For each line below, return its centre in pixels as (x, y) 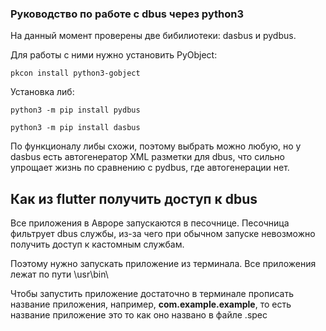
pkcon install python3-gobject (75, 73)
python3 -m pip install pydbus (75, 110)
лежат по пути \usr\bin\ (59, 274)
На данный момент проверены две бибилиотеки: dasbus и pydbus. (153, 36)
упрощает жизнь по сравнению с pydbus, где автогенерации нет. (150, 168)
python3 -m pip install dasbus (75, 128)
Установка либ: (42, 92)
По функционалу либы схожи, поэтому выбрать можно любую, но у (156, 146)
